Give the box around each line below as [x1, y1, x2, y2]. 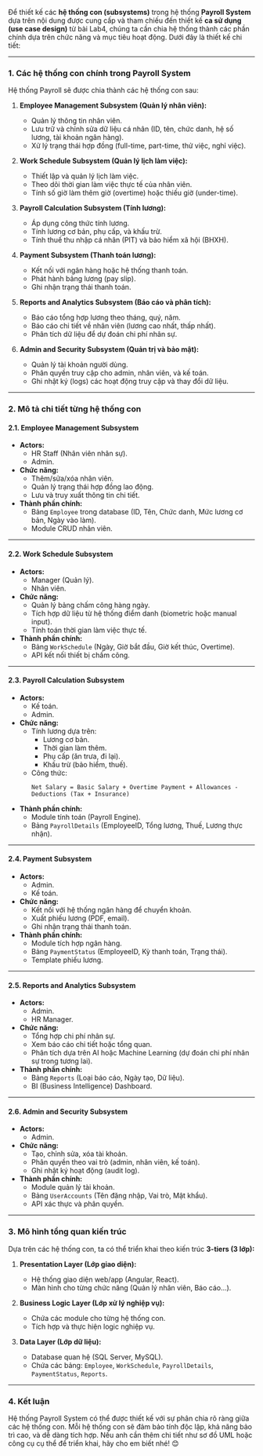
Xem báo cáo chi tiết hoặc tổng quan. [31, 1040, 153, 1049]
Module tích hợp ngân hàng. [31, 938, 123, 948]
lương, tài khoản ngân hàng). [31, 133, 124, 142]
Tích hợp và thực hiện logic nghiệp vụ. [31, 1322, 155, 1331]
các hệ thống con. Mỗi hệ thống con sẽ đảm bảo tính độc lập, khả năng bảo [8, 1422, 253, 1432]
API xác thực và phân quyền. [31, 1199, 124, 1209]
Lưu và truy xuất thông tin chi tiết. [31, 491, 140, 500]
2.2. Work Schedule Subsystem [8, 550, 113, 559]
